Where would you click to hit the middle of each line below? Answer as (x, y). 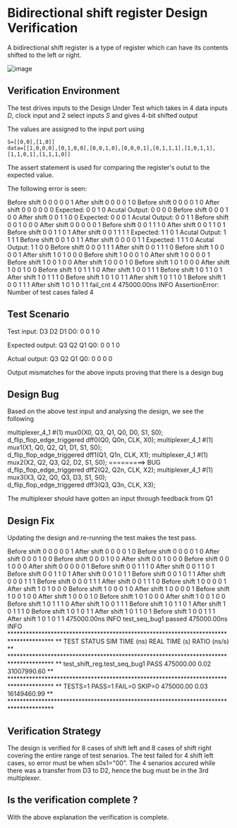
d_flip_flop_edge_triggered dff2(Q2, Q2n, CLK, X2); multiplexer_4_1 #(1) (110, 470)
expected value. (31, 175)
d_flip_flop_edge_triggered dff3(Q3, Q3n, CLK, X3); (81, 485)
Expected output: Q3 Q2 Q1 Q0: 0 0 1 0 (63, 345)
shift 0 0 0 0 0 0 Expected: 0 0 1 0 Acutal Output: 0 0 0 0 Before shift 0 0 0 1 (118, 209)
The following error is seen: (47, 188)
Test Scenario (38, 314)
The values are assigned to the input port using (76, 129)
